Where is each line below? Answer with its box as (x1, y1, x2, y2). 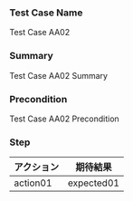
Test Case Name (9, 6, 83, 19)
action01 (14, 177, 52, 189)
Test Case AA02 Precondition (9, 113, 119, 124)
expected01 (67, 177, 120, 189)
